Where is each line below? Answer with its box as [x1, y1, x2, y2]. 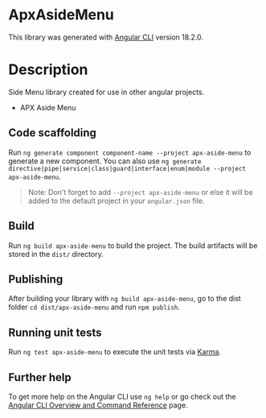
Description [8, 60, 88, 79]
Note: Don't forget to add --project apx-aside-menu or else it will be [27, 187, 253, 197]
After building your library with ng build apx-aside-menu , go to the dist [8, 294, 241, 304]
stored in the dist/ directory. [8, 249, 104, 259]
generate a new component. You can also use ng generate [8, 155, 202, 166]
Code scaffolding [8, 126, 96, 140]
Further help [8, 370, 72, 384]
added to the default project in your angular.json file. [27, 196, 205, 205]
